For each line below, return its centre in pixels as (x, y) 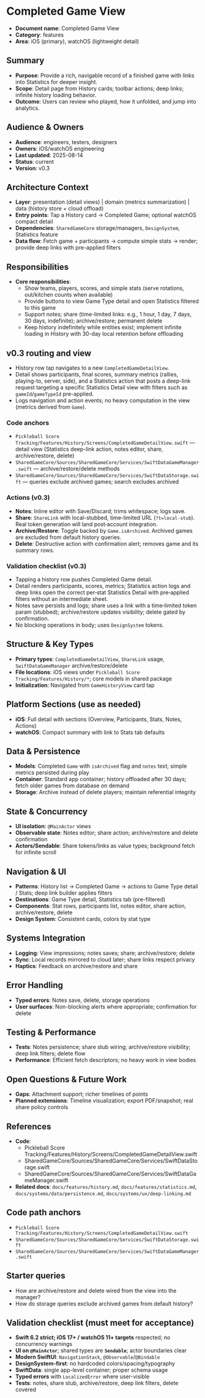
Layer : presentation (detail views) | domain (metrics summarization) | (102, 202)
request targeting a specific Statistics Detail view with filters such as (101, 387)
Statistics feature (36, 235)
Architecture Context (47, 187)
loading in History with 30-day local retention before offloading (104, 334)
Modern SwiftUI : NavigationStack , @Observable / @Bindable (88, 1357)
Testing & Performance (51, 1032)
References (29, 1126)
